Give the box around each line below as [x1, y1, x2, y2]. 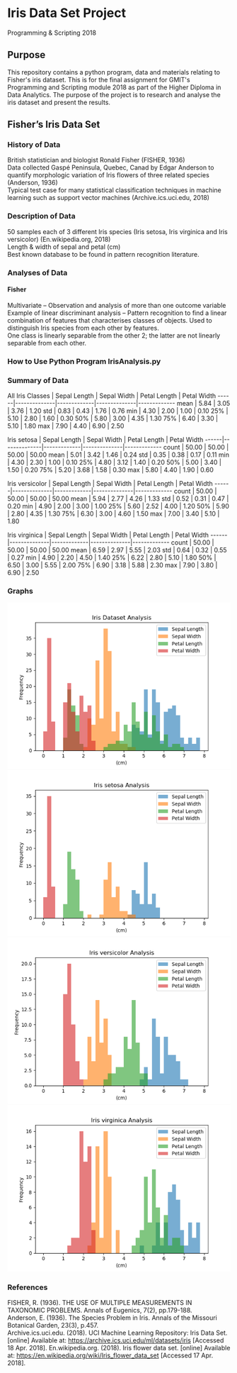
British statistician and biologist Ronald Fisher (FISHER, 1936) [7, 156, 185, 165]
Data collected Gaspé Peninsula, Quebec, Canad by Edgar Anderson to [7, 163, 214, 172]
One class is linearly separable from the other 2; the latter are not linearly [7, 331, 221, 340]
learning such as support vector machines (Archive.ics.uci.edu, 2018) [7, 194, 210, 202]
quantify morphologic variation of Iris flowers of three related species [7, 171, 210, 179]
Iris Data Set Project [7, 5, 126, 21]
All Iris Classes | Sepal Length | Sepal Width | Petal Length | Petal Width [7, 391, 216, 400]
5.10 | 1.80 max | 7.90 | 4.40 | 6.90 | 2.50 [7, 422, 125, 430]
